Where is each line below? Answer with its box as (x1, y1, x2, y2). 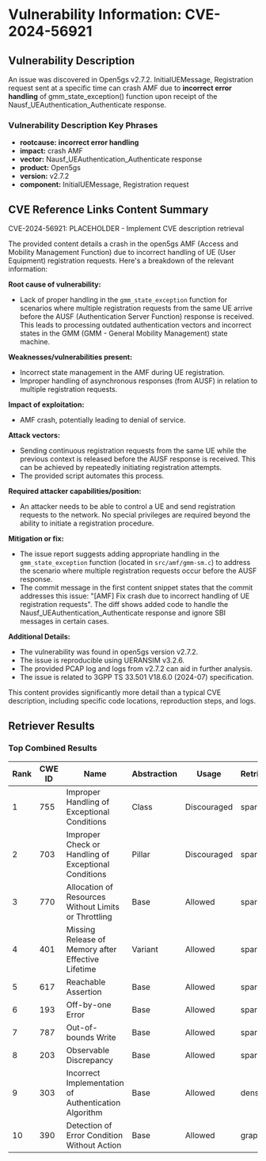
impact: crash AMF (19, 146, 83, 156)
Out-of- (66, 1022, 98, 1033)
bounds (66, 1031, 95, 1042)
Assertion (66, 986, 102, 997)
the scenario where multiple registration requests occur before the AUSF (19, 566, 257, 575)
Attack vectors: (8, 431, 61, 440)
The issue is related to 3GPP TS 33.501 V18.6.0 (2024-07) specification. (19, 673, 254, 682)
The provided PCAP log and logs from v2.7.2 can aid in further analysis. (19, 664, 253, 673)
